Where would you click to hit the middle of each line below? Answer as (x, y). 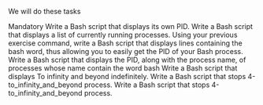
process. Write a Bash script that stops (147, 85)
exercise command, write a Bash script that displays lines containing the (125, 43)
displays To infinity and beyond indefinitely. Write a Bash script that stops (127, 76)
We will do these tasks (44, 11)
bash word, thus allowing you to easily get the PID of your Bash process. (126, 51)
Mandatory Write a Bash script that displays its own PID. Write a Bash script (131, 26)
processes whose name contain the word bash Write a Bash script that (123, 68)
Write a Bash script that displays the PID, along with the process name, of (127, 60)
